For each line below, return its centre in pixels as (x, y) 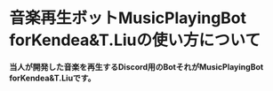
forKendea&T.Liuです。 (52, 78)
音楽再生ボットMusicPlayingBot (128, 18)
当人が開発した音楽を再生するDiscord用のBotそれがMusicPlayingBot (136, 66)
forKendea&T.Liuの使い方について (135, 40)
